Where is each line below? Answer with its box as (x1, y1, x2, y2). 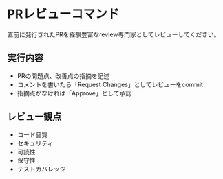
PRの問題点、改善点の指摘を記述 (17, 71, 110, 80)
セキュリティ (17, 139, 54, 147)
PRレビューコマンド (7, 6, 120, 22)
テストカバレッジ (17, 165, 66, 173)
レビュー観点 (7, 111, 62, 123)
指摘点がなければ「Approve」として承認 (17, 88, 132, 97)
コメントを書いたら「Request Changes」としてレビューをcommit (17, 80, 203, 88)
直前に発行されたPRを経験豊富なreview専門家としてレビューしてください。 (7, 30, 220, 38)
